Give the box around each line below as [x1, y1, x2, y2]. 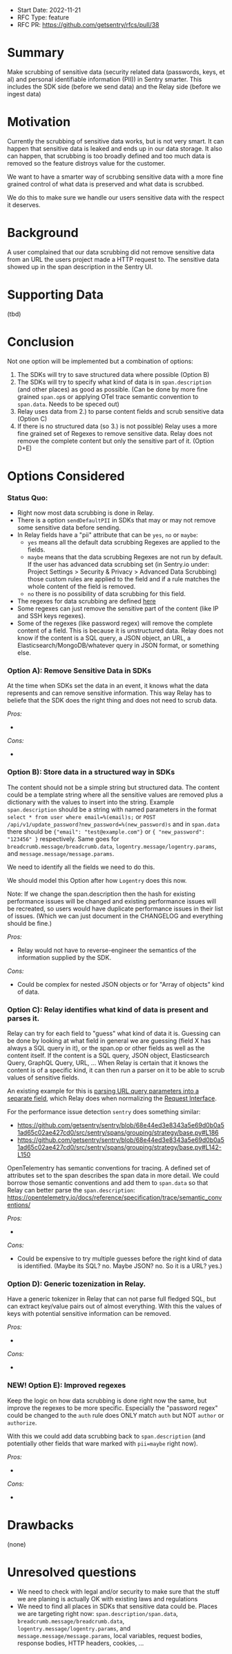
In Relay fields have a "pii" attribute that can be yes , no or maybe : [17, 531, 198, 539]
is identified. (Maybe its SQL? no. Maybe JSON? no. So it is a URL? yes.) [17, 1262, 223, 1270]
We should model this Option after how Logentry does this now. [7, 876, 187, 884]
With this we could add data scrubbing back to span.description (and [7, 1432, 206, 1440]
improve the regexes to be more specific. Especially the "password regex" [7, 1403, 219, 1412]
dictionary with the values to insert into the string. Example [7, 798, 175, 806]
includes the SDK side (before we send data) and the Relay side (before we [7, 82, 221, 91]
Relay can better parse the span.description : [7, 1186, 136, 1195]
